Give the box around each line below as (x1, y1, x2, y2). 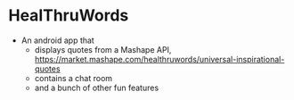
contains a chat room (34, 72, 113, 83)
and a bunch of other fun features (34, 82, 159, 93)
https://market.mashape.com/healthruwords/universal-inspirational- (34, 54, 285, 64)
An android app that (20, 35, 94, 46)
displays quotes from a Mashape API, (34, 44, 172, 54)
